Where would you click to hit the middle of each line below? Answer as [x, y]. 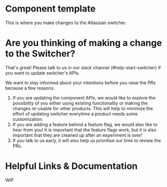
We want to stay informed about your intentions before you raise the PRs [80, 82]
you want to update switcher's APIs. [43, 73]
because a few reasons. [30, 88]
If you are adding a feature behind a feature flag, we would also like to [85, 124]
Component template [51, 9]
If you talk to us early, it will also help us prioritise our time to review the [87, 140]
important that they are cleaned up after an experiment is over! [77, 135]
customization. [28, 119]
